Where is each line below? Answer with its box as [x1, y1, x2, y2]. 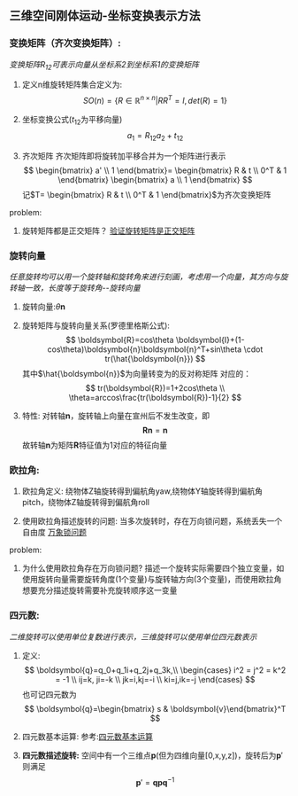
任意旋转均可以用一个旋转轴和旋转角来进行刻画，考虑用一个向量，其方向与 [9, 271, 280, 282]
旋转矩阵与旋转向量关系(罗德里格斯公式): [21, 320, 171, 331]
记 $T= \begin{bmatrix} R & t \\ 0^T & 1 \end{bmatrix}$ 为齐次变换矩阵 [21, 189, 271, 199]
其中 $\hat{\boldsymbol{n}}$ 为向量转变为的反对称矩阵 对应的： [21, 369, 252, 379]
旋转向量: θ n [21, 301, 66, 312]
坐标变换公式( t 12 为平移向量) [21, 114, 123, 127]
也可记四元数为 [21, 689, 77, 699]
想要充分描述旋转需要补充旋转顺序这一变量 [21, 585, 178, 596]
